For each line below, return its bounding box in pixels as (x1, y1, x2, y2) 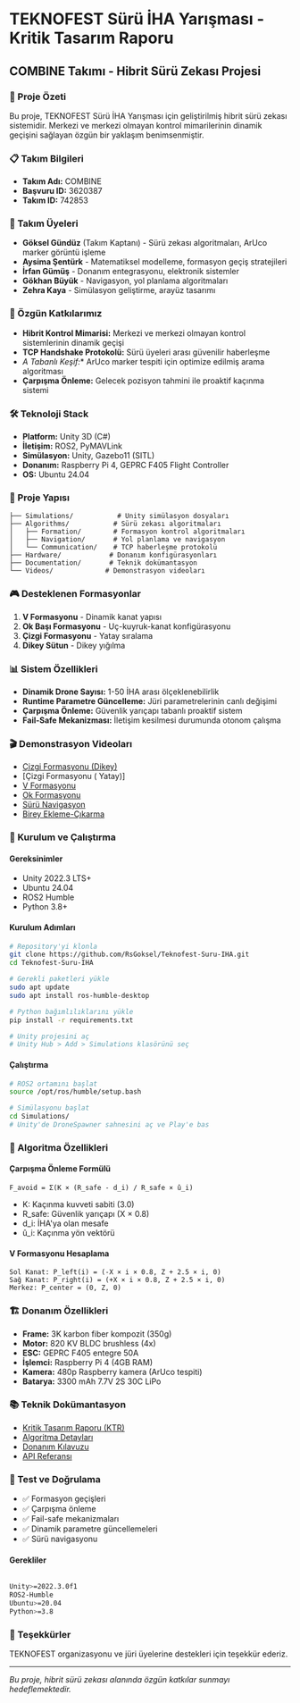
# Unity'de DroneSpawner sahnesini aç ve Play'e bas (9, 1120, 210, 1129)
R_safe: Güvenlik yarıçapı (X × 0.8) (21, 1209, 150, 1220)
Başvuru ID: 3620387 (21, 186, 103, 197)
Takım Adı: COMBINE (21, 176, 103, 187)
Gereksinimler (9, 853, 63, 864)
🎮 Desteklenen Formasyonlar (9, 588, 141, 600)
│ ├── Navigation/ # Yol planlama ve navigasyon (9, 535, 226, 544)
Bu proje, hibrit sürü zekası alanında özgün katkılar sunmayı (9, 1674, 230, 1685)
